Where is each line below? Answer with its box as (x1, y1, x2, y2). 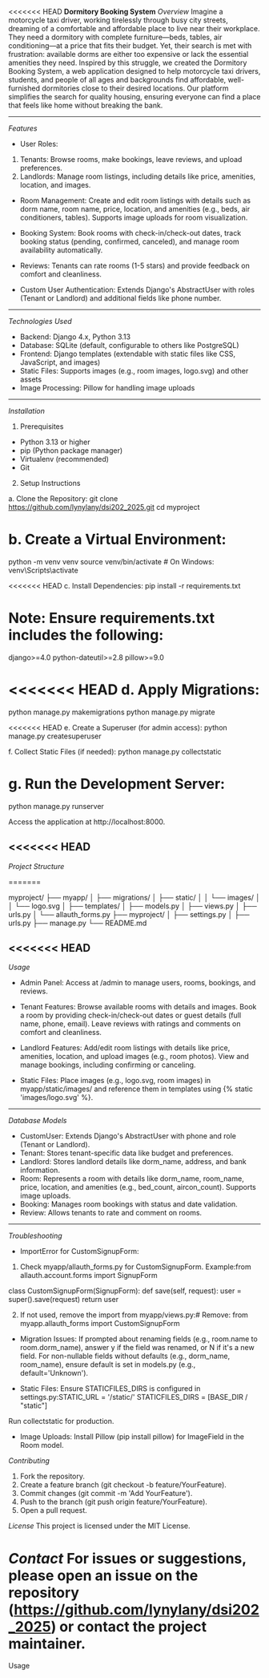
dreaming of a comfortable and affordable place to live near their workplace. (8, 24, 260, 33)
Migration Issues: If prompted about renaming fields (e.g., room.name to (19, 1334, 258, 1344)
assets (19, 374, 42, 384)
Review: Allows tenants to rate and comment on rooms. (19, 1208, 203, 1218)
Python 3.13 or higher (19, 437, 90, 447)
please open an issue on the (8, 1567, 199, 1584)
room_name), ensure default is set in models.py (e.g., (19, 1360, 196, 1369)
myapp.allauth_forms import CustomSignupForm (19, 1319, 180, 1328)
